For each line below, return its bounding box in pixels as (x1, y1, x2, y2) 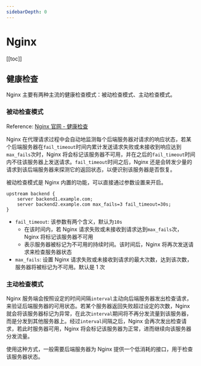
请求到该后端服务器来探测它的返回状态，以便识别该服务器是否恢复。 (6, 166, 176, 173)
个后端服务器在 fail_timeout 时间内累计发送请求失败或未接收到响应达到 (6, 143, 182, 150)
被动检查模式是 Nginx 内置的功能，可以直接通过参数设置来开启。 (6, 178, 167, 186)
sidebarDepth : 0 (6, 8, 47, 15)
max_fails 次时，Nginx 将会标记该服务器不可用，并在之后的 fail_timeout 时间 (6, 151, 196, 158)
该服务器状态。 (6, 353, 43, 360)
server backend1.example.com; (17, 196, 94, 202)
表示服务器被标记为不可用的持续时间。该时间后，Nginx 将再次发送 (24, 240, 188, 248)
